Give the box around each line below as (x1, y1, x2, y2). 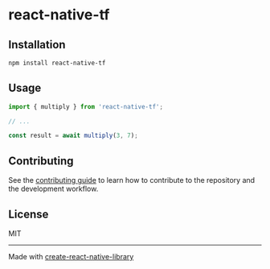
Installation (8, 38, 66, 52)
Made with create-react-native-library (8, 251, 134, 261)
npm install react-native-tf (8, 59, 106, 67)
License (8, 207, 49, 221)
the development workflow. (8, 184, 99, 194)
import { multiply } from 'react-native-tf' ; (8, 102, 163, 110)
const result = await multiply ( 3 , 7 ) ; (8, 131, 138, 140)
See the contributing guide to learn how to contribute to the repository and (8, 176, 256, 185)
